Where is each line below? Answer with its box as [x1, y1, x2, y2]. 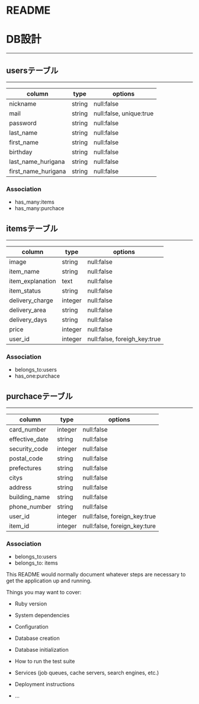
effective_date [9, 435, 49, 443]
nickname [9, 99, 37, 107]
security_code [9, 445, 49, 453]
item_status [9, 287, 41, 295]
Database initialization [14, 646, 69, 654]
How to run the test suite [14, 658, 75, 665]
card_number [9, 426, 46, 434]
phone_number [9, 503, 52, 511]
